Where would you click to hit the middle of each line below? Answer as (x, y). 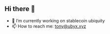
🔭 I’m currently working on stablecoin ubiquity (58, 20)
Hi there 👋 (20, 9)
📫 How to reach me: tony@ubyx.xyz (49, 26)
